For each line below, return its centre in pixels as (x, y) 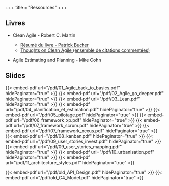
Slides (15, 76)
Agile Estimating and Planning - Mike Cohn (57, 60)
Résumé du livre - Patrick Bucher (54, 45)
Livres (15, 23)
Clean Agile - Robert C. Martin (44, 35)
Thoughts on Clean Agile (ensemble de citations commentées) (85, 50)
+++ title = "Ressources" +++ (36, 7)
